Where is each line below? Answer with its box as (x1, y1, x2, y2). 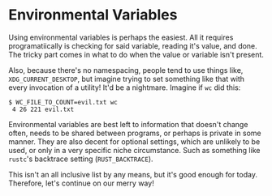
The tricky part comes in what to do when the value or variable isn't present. (8, 49, 264, 59)
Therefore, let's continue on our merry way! (8, 178, 154, 188)
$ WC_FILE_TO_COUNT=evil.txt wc (8, 98, 118, 106)
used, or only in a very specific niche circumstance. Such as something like (8, 145, 261, 155)
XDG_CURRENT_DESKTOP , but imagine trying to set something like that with (8, 74, 245, 83)
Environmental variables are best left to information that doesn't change (8, 119, 248, 129)
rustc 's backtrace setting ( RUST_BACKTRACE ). (8, 154, 153, 164)
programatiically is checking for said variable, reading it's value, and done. (8, 40, 257, 50)
